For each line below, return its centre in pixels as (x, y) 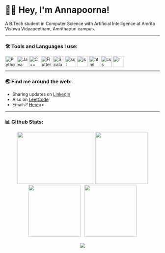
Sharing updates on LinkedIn (41, 94)
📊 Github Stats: (24, 122)
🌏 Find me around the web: (39, 82)
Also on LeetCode (30, 99)
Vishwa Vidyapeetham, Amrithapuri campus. (50, 28)
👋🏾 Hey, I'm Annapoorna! (57, 10)
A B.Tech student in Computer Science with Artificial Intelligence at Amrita (80, 23)
